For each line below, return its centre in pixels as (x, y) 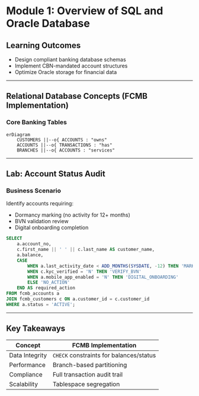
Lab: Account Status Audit (56, 174)
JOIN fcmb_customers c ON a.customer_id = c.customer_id (78, 299)
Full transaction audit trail (88, 374)
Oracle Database (48, 23)
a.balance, (30, 255)
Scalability (24, 384)
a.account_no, (34, 244)
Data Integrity (28, 355)
